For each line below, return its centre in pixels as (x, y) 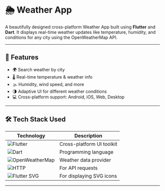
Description (88, 136)
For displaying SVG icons (88, 176)
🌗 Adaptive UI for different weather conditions (59, 91)
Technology (31, 136)
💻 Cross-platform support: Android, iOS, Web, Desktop (68, 97)
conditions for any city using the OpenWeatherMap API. (61, 37)
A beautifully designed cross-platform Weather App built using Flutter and (80, 27)
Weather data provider (85, 160)
